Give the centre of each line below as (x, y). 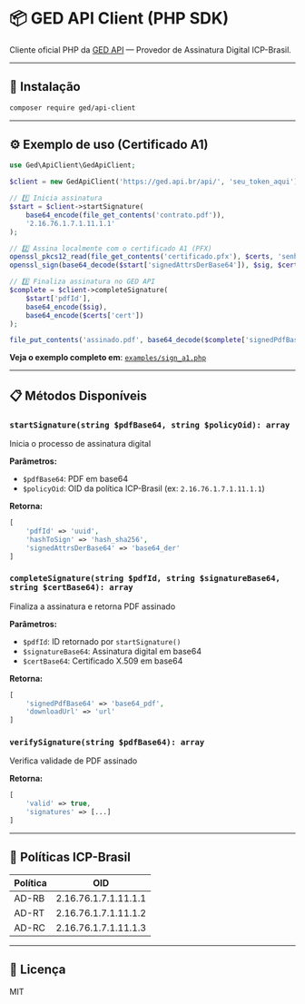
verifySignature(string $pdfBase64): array (107, 743)
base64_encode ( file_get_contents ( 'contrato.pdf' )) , (125, 215)
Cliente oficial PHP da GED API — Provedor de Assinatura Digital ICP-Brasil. (151, 49)
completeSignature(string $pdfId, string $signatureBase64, (145, 579)
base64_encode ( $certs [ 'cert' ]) (85, 315)
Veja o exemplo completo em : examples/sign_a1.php (108, 358)
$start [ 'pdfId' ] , (59, 298)
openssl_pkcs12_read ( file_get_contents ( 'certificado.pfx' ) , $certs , (142, 257)
